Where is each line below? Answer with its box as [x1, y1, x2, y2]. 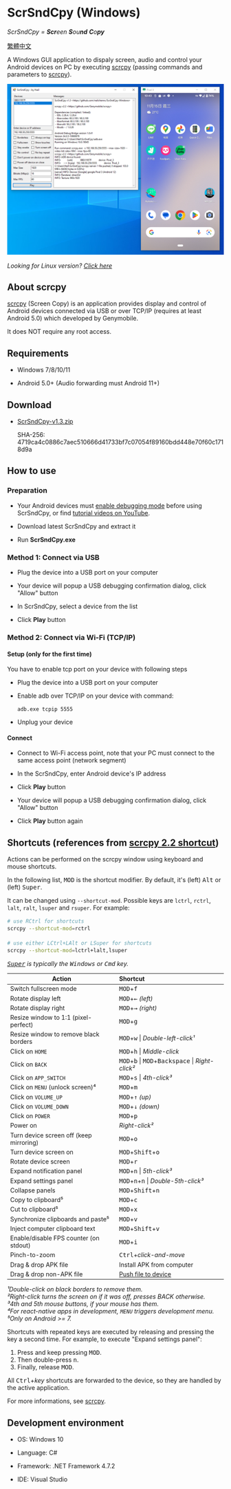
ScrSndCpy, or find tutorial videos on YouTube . [16, 508, 151, 517]
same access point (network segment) [16, 756, 126, 764]
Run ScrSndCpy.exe [16, 535, 76, 544]
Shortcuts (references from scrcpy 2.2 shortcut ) [7, 837, 219, 848]
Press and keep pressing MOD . [16, 1349, 102, 1357]
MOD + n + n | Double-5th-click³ [119, 1177, 204, 1185]
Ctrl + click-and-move [119, 1251, 186, 1259]
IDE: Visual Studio [16, 1475, 68, 1483]
